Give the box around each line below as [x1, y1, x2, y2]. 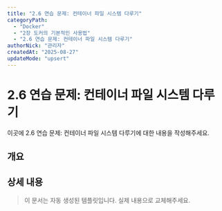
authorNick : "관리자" [7, 42, 66, 49]
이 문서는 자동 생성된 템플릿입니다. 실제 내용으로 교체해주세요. [24, 196, 191, 204]
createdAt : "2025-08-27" [7, 49, 79, 56]
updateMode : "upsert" [7, 55, 70, 62]
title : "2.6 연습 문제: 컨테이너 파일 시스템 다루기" [7, 10, 142, 17]
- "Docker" [13, 23, 45, 30]
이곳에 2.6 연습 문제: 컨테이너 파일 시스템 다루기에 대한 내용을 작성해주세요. [7, 129, 210, 137]
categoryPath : [7, 17, 48, 24]
